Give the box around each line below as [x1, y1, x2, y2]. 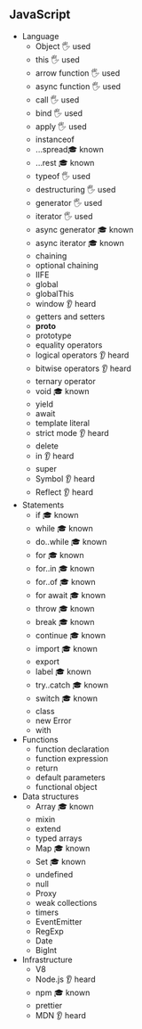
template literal [35, 417, 91, 428]
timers [35, 907, 59, 918]
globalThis [35, 288, 75, 299]
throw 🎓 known [35, 603, 95, 613]
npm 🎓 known [35, 987, 91, 998]
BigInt [35, 944, 58, 955]
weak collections [35, 897, 98, 908]
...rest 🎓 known [35, 157, 95, 168]
